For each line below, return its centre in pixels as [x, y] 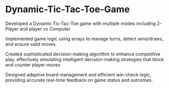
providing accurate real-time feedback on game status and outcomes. [79, 80]
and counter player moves [33, 65]
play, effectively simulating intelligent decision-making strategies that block [85, 59]
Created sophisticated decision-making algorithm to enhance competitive [83, 54]
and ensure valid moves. [31, 44]
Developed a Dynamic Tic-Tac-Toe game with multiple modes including [81, 23]
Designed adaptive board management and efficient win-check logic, [78, 74]
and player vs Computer [45, 28]
